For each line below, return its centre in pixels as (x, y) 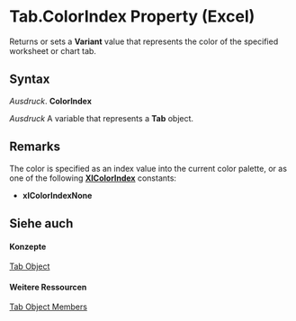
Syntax (30, 80)
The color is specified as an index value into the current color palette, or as (148, 168)
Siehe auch (41, 223)
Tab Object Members (49, 307)
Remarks (35, 147)
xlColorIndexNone (57, 195)
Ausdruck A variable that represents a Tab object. (102, 118)
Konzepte (28, 246)
